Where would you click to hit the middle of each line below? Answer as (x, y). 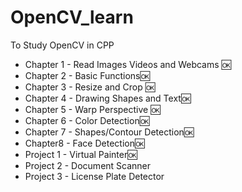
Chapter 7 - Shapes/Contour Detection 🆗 (109, 132)
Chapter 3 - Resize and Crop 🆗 (90, 87)
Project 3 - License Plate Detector (94, 176)
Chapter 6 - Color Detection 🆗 (87, 120)
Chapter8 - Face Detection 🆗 (84, 143)
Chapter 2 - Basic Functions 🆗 (87, 75)
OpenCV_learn (72, 17)
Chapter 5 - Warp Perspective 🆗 (92, 109)
